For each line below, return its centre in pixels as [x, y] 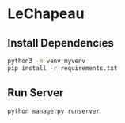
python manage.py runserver [54, 111]
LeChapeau [46, 14]
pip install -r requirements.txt [62, 68]
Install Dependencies [61, 43]
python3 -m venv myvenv [47, 61]
